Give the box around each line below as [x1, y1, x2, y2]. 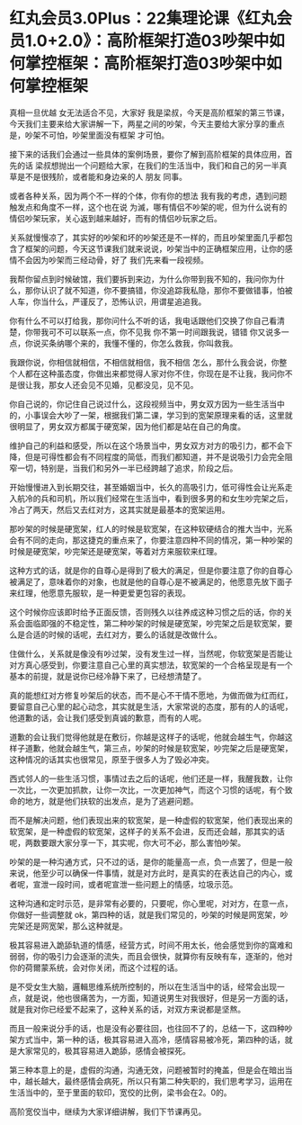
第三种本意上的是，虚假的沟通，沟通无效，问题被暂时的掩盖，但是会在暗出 [9, 1064, 285, 1075]
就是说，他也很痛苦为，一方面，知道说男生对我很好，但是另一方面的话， [24, 992, 293, 1003]
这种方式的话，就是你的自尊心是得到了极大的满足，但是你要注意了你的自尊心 [9, 564, 293, 576]
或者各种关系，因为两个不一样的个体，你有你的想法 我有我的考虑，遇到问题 [9, 190, 288, 201]
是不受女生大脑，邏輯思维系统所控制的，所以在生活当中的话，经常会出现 [9, 981, 277, 992]
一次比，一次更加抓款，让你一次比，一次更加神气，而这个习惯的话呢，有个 [9, 784, 285, 795]
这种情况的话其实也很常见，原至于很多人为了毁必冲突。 [9, 753, 214, 765]
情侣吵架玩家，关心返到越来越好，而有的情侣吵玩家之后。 [9, 212, 222, 223]
